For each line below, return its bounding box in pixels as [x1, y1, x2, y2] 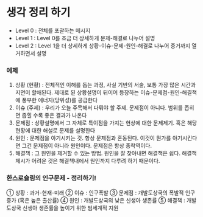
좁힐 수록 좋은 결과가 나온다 [21, 112, 87, 119]
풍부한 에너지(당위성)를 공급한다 [21, 97, 98, 104]
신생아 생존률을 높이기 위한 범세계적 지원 [22, 204, 119, 212]
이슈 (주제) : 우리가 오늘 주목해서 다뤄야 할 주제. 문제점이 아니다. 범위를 [15, 104, 183, 111]
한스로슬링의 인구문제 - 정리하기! [6, 174, 96, 182]
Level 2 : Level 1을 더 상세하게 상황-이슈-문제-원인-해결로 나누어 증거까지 [15, 42, 191, 49]
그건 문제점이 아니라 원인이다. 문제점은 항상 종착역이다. [21, 142, 152, 150]
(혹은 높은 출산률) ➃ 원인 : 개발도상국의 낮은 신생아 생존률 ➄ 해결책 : [17, 196, 186, 204]
